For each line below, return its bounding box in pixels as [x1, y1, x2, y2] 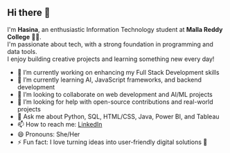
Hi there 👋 [7, 7, 51, 19]
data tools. [7, 47, 37, 55]
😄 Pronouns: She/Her [17, 129, 80, 138]
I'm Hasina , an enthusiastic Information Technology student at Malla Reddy [7, 25, 223, 33]
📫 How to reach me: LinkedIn [17, 120, 103, 128]
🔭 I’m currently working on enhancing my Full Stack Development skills [17, 68, 220, 76]
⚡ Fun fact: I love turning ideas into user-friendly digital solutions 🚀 [17, 138, 208, 146]
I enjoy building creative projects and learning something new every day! [7, 55, 215, 63]
